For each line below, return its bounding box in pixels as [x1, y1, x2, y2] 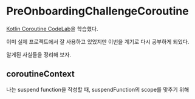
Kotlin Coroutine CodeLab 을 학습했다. [6, 25, 98, 32]
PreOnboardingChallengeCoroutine [6, 4, 190, 18]
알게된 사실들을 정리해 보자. [6, 50, 72, 58]
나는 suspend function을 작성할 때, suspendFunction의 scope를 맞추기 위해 [6, 86, 190, 93]
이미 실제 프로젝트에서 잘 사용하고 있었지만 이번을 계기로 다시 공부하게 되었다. [6, 38, 190, 45]
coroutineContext [6, 69, 75, 80]
